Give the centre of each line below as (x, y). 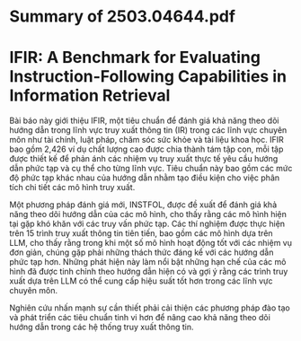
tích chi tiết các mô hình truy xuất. (72, 188)
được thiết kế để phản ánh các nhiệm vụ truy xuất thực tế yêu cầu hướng (144, 159)
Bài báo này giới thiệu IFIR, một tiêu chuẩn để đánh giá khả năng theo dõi (144, 121)
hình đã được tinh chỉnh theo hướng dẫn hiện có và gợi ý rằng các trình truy (149, 272)
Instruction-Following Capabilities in (148, 77)
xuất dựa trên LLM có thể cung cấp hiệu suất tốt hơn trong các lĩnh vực (141, 281)
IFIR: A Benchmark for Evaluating (135, 58)
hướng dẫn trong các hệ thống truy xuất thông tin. (102, 327)
